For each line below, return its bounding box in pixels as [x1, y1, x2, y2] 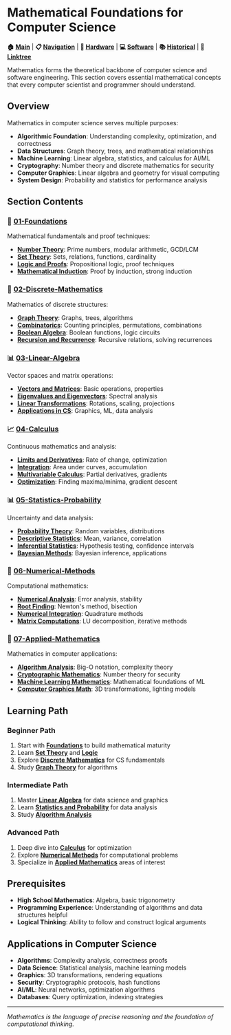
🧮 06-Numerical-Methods [7, 566, 96, 575]
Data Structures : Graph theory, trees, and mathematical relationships [16, 147, 214, 155]
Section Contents [7, 196, 84, 208]
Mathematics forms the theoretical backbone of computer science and [7, 65, 208, 74]
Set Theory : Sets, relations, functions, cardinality [16, 253, 157, 261]
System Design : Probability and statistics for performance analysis [16, 175, 208, 184]
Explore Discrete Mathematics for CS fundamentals [16, 756, 165, 764]
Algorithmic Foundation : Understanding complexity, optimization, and [16, 132, 217, 140]
